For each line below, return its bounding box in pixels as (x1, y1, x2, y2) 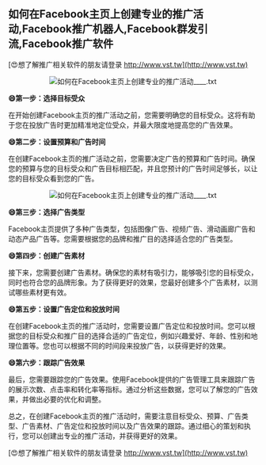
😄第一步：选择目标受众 (8, 93, 85, 103)
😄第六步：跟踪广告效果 (8, 357, 85, 367)
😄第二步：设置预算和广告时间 (8, 137, 106, 147)
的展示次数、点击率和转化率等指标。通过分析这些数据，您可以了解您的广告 (8, 384, 251, 394)
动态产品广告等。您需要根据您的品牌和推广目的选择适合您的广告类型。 (8, 234, 237, 243)
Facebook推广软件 (22, 37, 114, 51)
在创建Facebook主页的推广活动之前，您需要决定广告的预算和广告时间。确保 (8, 154, 256, 163)
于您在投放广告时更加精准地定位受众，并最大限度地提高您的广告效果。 (8, 120, 237, 129)
